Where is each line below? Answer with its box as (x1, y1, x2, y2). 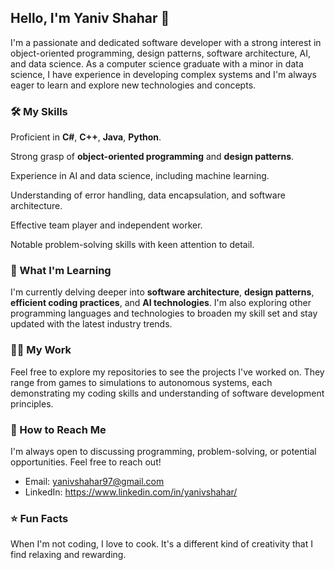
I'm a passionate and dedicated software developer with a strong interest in (10, 36, 322, 48)
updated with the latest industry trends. (10, 318, 173, 330)
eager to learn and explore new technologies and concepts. (10, 79, 257, 91)
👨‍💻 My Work (10, 343, 72, 357)
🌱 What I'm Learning (10, 264, 112, 278)
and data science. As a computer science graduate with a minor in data (10, 57, 304, 70)
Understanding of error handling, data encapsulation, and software (10, 189, 286, 201)
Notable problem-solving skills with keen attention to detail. (10, 239, 255, 251)
